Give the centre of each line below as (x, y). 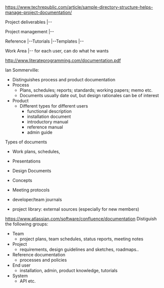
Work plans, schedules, (36, 151)
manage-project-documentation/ (39, 12)
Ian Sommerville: (22, 70)
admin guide (40, 132)
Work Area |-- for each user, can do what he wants (57, 51)
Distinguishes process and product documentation (64, 80)
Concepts (22, 180)
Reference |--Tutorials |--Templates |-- (44, 41)
